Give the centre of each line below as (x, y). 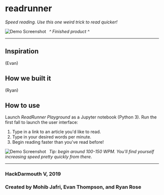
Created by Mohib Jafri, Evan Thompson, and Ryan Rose (73, 187)
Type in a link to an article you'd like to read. (56, 132)
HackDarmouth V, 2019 (33, 174)
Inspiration (22, 51)
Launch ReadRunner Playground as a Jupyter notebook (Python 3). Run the (81, 117)
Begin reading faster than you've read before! (58, 142)
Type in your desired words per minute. (52, 137)
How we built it (28, 78)
